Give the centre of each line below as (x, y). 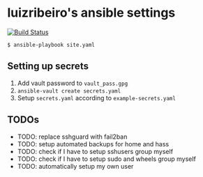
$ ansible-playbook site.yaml (51, 45)
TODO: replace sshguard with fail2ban (72, 137)
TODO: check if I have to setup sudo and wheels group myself (107, 159)
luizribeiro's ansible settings (91, 13)
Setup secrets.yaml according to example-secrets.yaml (97, 98)
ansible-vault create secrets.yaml (69, 91)
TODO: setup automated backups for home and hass (93, 144)
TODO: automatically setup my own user (75, 166)
